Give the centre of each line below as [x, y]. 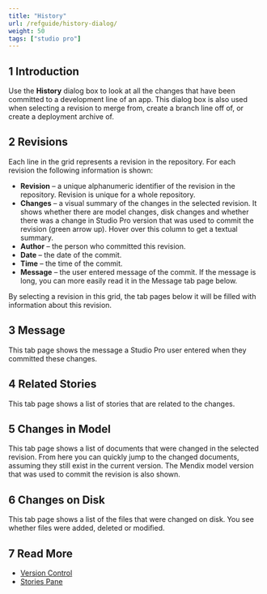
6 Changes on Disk [57, 500]
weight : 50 [27, 31]
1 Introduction [44, 71]
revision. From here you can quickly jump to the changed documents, [124, 457]
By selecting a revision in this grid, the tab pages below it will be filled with [132, 296]
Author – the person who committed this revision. [103, 246]
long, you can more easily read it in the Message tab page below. [129, 280]
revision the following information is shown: [81, 170]
